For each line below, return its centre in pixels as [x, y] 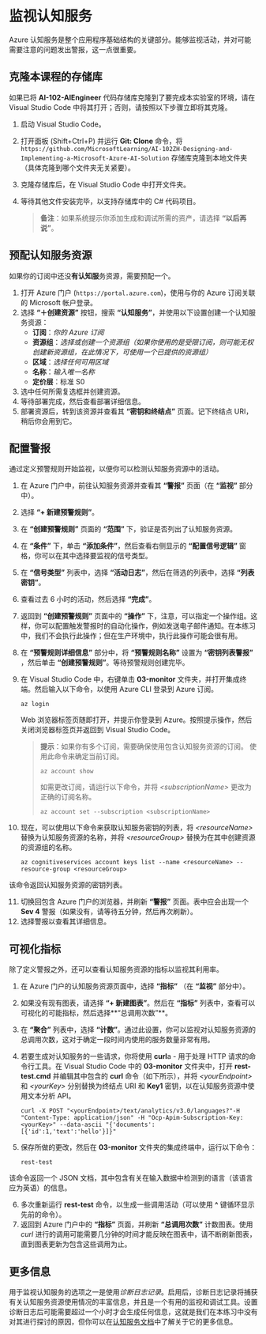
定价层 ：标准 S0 [58, 381]
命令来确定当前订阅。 [89, 757]
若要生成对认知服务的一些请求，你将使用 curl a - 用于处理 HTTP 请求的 [135, 1056]
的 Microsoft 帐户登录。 [59, 302]
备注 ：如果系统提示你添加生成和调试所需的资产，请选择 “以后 [140, 217]
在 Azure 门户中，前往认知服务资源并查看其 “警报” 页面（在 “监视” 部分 [137, 486]
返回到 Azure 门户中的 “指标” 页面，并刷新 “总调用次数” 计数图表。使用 [137, 1224]
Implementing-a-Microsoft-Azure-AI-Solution [95, 158]
